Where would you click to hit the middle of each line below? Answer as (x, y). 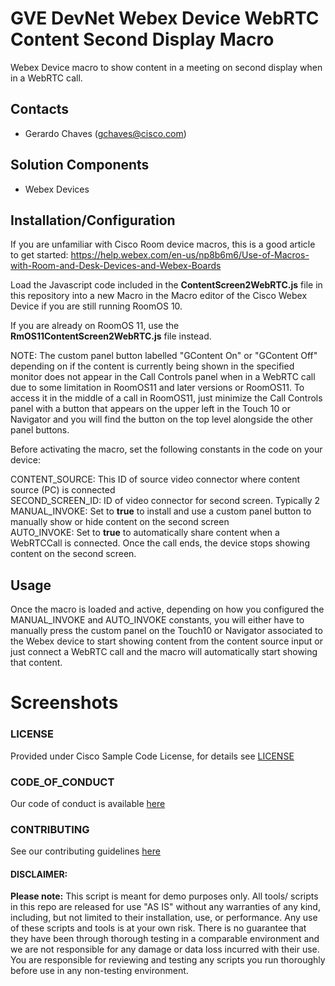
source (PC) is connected (63, 490)
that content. (36, 663)
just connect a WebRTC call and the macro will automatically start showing (164, 652)
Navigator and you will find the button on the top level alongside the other (162, 419)
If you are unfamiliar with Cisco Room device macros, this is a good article (163, 244)
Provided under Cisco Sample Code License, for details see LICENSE (152, 756)
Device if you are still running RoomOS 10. (96, 306)
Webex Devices (57, 189)
